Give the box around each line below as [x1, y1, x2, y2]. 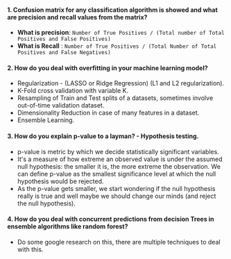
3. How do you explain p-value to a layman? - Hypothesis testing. [7, 132, 199, 140]
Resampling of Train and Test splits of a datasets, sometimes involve [17, 94, 214, 102]
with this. [17, 245, 44, 253]
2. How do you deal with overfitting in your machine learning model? [7, 63, 208, 72]
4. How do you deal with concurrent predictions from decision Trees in [7, 215, 214, 224]
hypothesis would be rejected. [17, 177, 104, 185]
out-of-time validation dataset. [17, 101, 105, 110]
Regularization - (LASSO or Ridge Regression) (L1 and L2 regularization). [17, 79, 224, 87]
